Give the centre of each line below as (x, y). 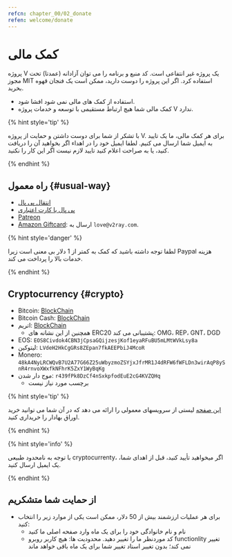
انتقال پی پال (34, 202)
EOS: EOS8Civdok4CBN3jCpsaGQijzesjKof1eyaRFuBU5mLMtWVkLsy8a (108, 340)
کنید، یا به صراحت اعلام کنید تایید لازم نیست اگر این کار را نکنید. (89, 150)
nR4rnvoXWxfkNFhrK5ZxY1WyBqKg (61, 369)
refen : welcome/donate (40, 20)
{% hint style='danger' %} (45, 238)
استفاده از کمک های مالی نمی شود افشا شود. (76, 102)
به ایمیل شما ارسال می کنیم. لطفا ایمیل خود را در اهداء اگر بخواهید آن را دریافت (110, 143)
